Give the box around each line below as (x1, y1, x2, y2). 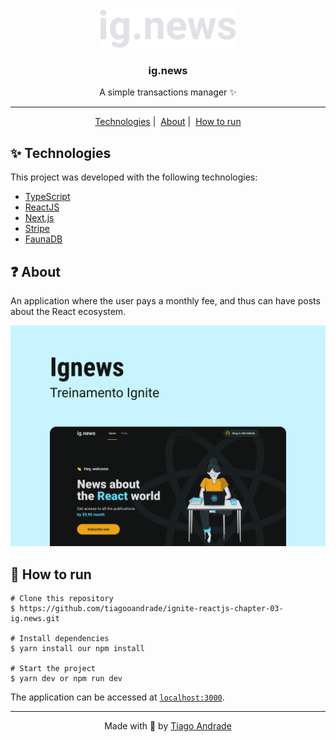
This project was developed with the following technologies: (10, 171, 258, 183)
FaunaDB (24, 233, 63, 245)
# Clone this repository (10, 594, 114, 604)
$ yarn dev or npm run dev (10, 674, 123, 684)
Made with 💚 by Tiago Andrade (104, 720, 232, 732)
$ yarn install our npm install (10, 644, 145, 654)
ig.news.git (10, 614, 60, 624)
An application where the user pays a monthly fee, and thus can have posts (10, 294, 321, 307)
